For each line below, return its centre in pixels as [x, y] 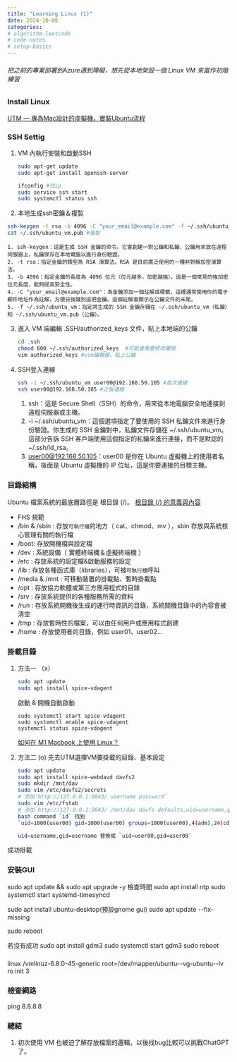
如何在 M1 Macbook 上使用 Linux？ [68, 742]
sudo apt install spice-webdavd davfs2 [76, 777]
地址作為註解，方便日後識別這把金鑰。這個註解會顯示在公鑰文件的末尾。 [107, 300]
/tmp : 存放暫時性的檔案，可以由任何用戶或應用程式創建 [98, 623]
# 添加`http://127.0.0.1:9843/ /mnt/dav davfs [86, 810]
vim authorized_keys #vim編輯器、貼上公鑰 [77, 355]
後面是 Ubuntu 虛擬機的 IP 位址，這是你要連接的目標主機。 [126, 465]
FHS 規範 [31, 517]
